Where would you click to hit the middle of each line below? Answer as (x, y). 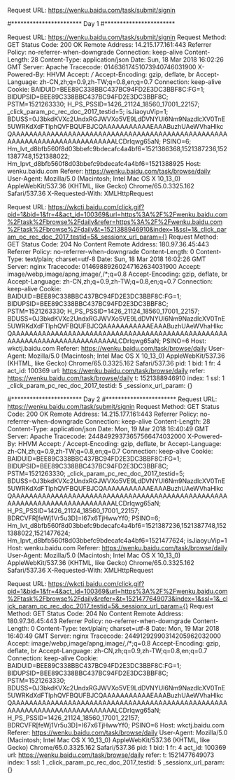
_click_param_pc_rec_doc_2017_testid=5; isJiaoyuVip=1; (88, 112)
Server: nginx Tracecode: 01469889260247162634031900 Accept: (104, 266)
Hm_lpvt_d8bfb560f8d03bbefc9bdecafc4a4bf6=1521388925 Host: (104, 163)
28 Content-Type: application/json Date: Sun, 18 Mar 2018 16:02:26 (127, 60)
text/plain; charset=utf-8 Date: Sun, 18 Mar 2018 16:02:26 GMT (115, 259)
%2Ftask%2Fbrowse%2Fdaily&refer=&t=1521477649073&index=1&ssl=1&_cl (117, 599)
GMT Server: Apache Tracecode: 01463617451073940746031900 (102, 67)
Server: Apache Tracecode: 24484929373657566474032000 (97, 436)
